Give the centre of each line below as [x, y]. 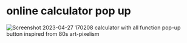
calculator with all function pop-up [138, 27]
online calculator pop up [69, 11]
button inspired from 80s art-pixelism [53, 33]
